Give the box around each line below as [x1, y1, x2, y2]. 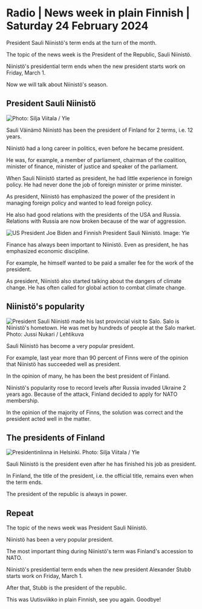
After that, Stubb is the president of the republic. [6, 584, 127, 591]
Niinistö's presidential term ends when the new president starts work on [6, 63, 186, 70]
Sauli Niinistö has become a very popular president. [6, 342, 135, 349]
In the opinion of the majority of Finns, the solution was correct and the [6, 409, 183, 416]
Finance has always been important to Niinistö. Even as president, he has [6, 240, 189, 248]
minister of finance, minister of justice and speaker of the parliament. [6, 163, 178, 170]
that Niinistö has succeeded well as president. [6, 360, 121, 367]
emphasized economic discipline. [6, 247, 90, 254]
